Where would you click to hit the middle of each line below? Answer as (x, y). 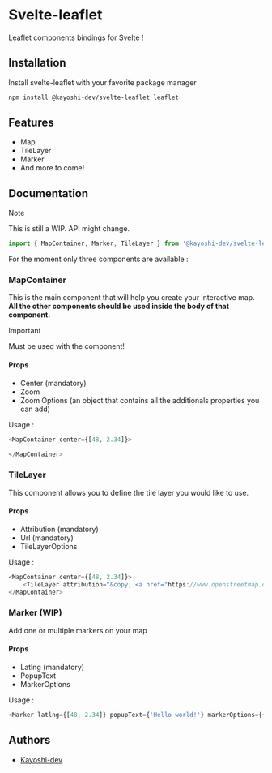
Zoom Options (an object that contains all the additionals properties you (140, 400)
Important (25, 331)
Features (31, 123)
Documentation (49, 193)
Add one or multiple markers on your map (78, 630)
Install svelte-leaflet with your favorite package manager (102, 82)
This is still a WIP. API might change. (69, 229)
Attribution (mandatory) (59, 529)
